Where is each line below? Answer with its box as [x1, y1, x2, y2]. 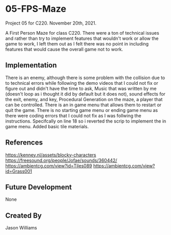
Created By [5, 211, 42, 220]
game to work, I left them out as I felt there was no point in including [5, 40, 149, 46]
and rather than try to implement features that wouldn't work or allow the [5, 35, 159, 41]
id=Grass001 [5, 168, 32, 174]
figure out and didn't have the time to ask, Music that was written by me [5, 85, 157, 91]
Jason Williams [5, 225, 37, 231]
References [5, 138, 43, 147]
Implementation [5, 61, 57, 69]
